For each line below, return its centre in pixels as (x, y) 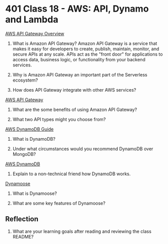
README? (23, 236)
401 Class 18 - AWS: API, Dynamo (77, 9)
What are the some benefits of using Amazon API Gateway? (75, 109)
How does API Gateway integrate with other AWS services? (74, 90)
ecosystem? (25, 80)
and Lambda (32, 19)
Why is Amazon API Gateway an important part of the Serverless (80, 74)
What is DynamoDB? (34, 139)
